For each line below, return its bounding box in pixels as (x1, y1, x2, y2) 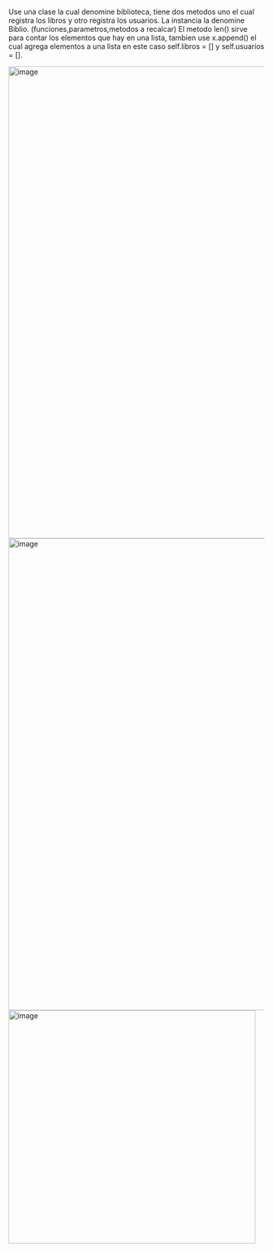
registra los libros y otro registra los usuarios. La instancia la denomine (8, 15, 245, 25)
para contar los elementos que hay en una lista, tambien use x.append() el (8, 33, 258, 42)
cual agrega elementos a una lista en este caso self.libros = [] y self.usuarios (8, 42, 265, 51)
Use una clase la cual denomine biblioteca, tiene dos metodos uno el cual (8, 7, 254, 16)
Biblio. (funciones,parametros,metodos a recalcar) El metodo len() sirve (8, 24, 248, 33)
